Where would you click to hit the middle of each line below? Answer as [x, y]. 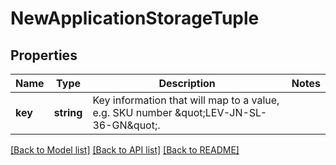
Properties [44, 55]
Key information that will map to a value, [186, 100]
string [68, 112]
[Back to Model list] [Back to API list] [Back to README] [125, 150]
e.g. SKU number [132, 112]
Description [187, 83]
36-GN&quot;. [126, 125]
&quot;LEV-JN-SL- [221, 112]
